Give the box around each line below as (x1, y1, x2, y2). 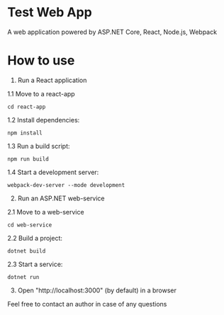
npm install (7, 129, 43, 137)
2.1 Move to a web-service (7, 207, 84, 216)
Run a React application (17, 76, 87, 84)
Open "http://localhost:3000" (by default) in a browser (17, 286, 177, 294)
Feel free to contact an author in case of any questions (7, 299, 167, 308)
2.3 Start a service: (7, 260, 63, 268)
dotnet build (7, 247, 46, 255)
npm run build (7, 155, 50, 163)
